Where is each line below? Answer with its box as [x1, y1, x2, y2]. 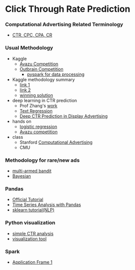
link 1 [19, 82, 30, 88]
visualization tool [12, 236, 47, 241]
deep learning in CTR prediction [12, 97, 77, 103]
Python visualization [5, 219, 56, 226]
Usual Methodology [5, 44, 53, 51]
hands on [12, 118, 32, 124]
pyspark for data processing [27, 71, 85, 77]
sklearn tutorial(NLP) [12, 207, 55, 213]
